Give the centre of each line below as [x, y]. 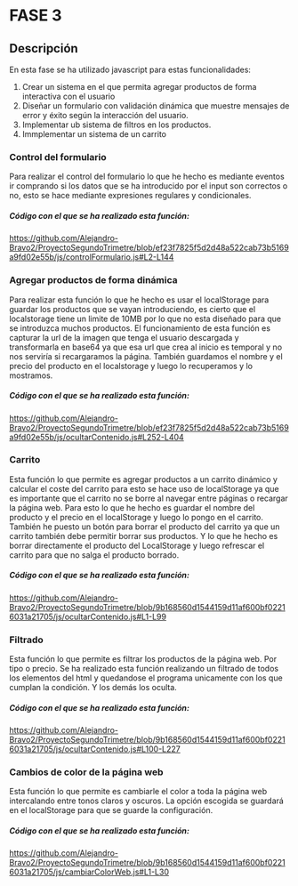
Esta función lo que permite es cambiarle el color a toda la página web [138, 792]
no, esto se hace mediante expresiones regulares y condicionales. [130, 196]
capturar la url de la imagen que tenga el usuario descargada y [124, 337]
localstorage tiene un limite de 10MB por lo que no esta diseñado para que [145, 318]
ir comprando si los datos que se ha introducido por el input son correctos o [149, 186]
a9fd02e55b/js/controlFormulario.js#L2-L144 [92, 257]
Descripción [44, 48]
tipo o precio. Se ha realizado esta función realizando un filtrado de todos [144, 669]
